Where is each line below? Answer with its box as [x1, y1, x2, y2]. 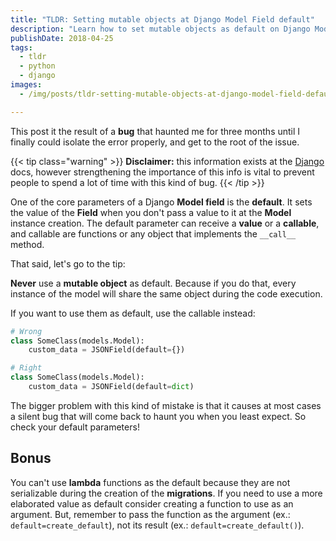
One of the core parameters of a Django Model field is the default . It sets [10, 196, 313, 208]
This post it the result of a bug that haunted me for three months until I [10, 125, 301, 137]
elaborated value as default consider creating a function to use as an [10, 497, 294, 510]
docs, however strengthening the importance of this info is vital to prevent [10, 166, 315, 178]
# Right [10, 363, 43, 373]
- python [19, 61, 56, 71]
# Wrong [10, 326, 43, 336]
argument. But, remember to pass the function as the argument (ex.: [10, 508, 291, 520]
